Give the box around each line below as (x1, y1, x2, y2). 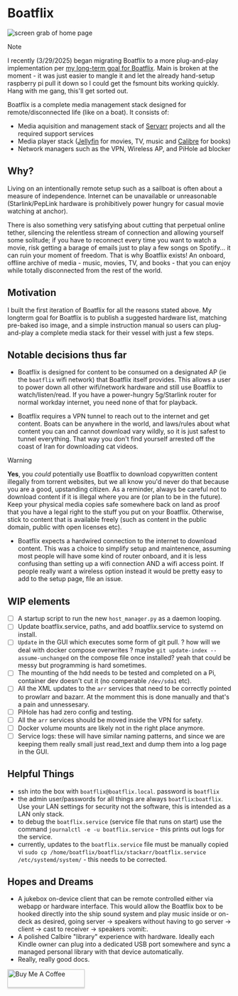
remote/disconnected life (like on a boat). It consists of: (7, 108, 169, 116)
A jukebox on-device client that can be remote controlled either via (17, 895, 214, 903)
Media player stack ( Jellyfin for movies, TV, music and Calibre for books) (17, 137, 231, 145)
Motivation (7, 287, 57, 299)
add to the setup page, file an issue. (17, 575, 123, 583)
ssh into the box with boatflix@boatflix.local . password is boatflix (17, 786, 220, 796)
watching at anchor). (7, 207, 68, 215)
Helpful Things (7, 768, 75, 780)
